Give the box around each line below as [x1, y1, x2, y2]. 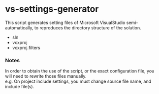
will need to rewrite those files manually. [5, 73, 87, 79]
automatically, [5, 24, 33, 30]
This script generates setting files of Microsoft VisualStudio [5, 20, 126, 25]
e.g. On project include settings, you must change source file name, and [5, 78, 152, 84]
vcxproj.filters [12, 45, 40, 50]
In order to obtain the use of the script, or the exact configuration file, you [5, 68, 155, 74]
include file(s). [5, 84, 34, 90]
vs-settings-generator [5, 3, 99, 15]
